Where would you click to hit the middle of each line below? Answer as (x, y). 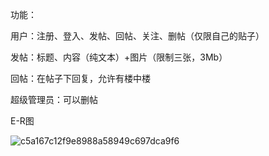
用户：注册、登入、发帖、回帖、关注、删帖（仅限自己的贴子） (137, 36)
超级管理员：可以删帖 (54, 99)
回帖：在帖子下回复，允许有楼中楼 (80, 78)
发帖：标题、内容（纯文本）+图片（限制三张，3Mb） (119, 57)
